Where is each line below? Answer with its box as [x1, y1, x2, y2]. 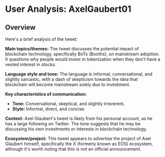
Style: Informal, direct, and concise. [12, 106, 85, 112]
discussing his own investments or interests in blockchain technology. [5, 126, 147, 132]
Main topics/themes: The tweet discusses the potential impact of [5, 46, 139, 51]
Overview [5, 23, 36, 32]
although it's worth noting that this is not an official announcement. [5, 146, 142, 152]
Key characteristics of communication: [5, 91, 87, 97]
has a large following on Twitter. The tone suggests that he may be [5, 121, 141, 126]
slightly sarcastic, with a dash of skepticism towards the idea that [5, 77, 138, 82]
